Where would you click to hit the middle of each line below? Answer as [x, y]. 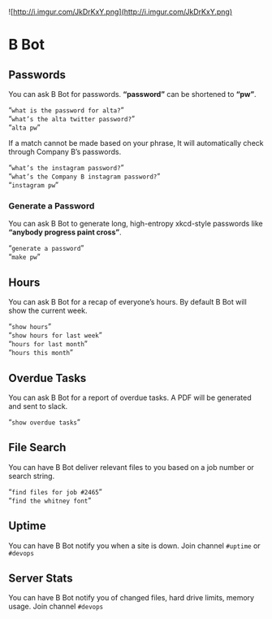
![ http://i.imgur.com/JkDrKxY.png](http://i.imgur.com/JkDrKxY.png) [121, 12]
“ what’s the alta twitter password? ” [72, 119]
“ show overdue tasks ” [45, 422]
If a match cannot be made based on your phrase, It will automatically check [136, 143]
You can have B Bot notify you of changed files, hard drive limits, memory [131, 598]
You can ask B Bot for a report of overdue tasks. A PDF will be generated [130, 397]
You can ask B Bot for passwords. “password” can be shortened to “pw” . [133, 94]
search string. [32, 476]
